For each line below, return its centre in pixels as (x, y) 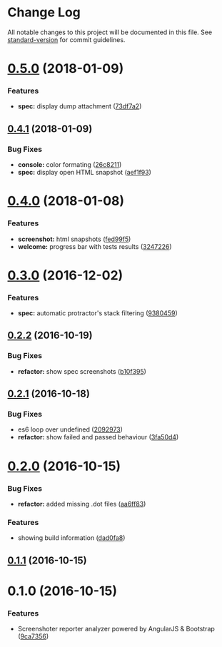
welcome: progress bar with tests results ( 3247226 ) (95, 246)
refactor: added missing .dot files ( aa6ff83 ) (82, 504)
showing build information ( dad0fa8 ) (71, 538)
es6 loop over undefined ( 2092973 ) (70, 429)
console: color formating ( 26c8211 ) (70, 165)
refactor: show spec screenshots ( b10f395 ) (82, 371)
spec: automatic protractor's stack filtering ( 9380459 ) (97, 313)
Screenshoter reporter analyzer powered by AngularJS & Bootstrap (116, 629)
